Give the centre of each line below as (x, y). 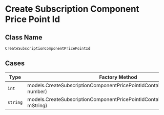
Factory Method (118, 77)
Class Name (24, 37)
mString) (38, 105)
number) (37, 91)
